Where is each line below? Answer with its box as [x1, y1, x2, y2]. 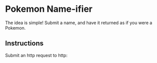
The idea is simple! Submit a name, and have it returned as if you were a [5, 20, 153, 26]
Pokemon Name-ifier [5, 3, 93, 15]
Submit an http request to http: [5, 52, 68, 58]
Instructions [5, 39, 44, 48]
